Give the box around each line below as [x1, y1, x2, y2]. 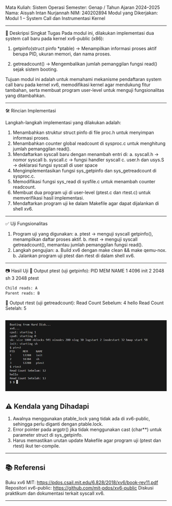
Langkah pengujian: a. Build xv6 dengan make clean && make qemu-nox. [12, 247, 167, 253]
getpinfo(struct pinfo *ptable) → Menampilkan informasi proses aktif [12, 46, 157, 51]
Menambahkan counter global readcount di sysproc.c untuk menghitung [12, 141, 166, 146]
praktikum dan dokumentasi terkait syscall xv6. [5, 490, 105, 496]
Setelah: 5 [5, 305, 27, 311]
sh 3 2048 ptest [5, 275, 39, 281]
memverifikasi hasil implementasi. [12, 195, 84, 201]
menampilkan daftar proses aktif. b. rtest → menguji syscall [12, 236, 138, 242]
